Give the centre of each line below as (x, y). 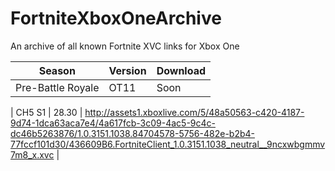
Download (181, 70)
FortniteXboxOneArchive (116, 18)
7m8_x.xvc (32, 154)
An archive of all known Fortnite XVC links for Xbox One (125, 46)
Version (127, 70)
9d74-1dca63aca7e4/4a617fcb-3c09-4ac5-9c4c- (113, 123)
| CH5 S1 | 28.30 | (46, 112)
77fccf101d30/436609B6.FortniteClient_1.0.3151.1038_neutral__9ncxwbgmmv (168, 144)
